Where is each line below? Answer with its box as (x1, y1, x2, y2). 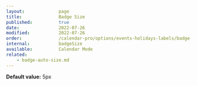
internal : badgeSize (6, 41, 83, 47)
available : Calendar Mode (6, 46, 93, 52)
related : (6, 52, 28, 58)
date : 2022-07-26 (6, 24, 85, 31)
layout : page (6, 8, 69, 15)
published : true (6, 19, 69, 25)
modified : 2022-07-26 (6, 30, 85, 36)
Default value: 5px (6, 73, 52, 80)
